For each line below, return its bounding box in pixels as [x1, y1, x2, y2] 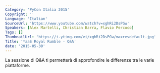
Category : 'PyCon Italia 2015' [5, 7, 70, 12]
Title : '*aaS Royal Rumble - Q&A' [5, 39, 77, 44]
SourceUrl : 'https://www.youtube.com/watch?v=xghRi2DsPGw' [5, 21, 130, 26]
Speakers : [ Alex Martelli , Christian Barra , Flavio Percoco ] [5, 25, 134, 30]
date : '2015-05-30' [5, 44, 46, 49]
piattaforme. [5, 62, 31, 68]
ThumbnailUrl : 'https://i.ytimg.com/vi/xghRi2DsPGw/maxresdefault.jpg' [5, 35, 156, 40]
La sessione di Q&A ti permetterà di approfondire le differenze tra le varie [5, 57, 155, 63]
